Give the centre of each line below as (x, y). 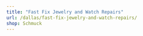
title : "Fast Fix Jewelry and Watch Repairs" (65, 12)
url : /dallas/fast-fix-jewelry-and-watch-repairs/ (72, 18)
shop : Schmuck (24, 23)
